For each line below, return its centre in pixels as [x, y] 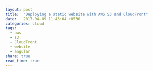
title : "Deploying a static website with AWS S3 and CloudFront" [77, 14]
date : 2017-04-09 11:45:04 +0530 [43, 19]
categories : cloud [25, 24]
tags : [11, 28]
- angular [20, 51]
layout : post [19, 10]
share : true [18, 56]
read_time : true [22, 61]
